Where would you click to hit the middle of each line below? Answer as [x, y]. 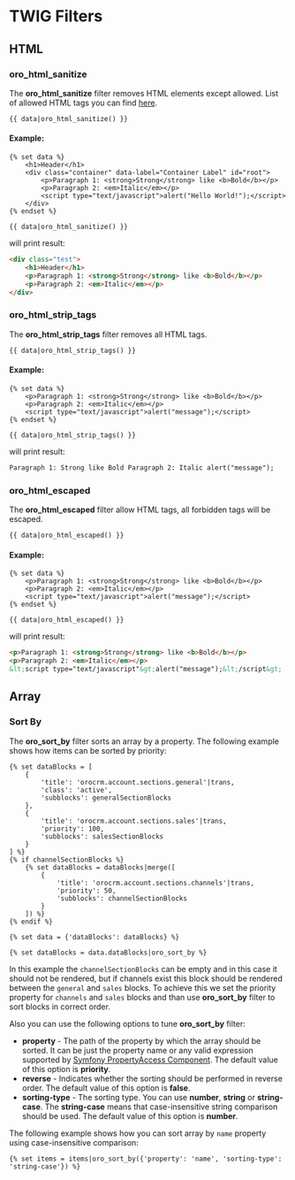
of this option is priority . [66, 1069]
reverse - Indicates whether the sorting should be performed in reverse [152, 1078]
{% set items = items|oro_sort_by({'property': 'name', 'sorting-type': [146, 1159]
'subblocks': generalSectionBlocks [106, 798]
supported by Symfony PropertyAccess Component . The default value [150, 1060]
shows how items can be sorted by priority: [88, 750]
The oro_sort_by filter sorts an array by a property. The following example [144, 741]
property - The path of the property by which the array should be [141, 1040]
